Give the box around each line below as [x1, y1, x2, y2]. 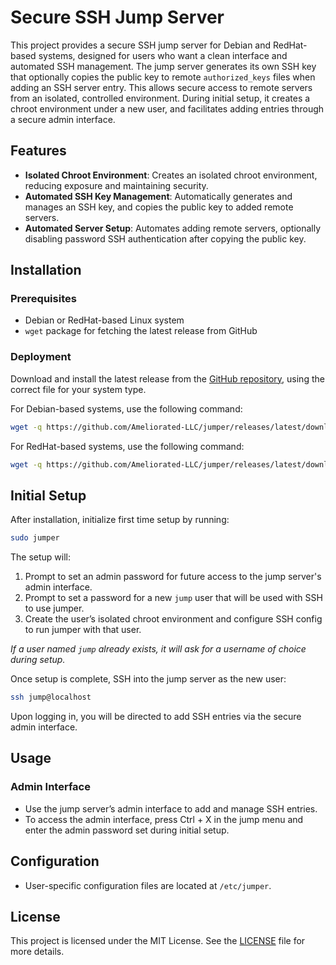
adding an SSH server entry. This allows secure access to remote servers [10, 81, 313, 93]
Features [10, 142, 67, 160]
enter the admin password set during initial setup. [24, 824, 230, 836]
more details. [10, 946, 65, 958]
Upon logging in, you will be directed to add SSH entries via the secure [10, 711, 302, 723]
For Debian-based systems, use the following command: [10, 402, 243, 415]
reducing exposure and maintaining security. [24, 179, 209, 191]
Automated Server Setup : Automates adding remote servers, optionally [24, 222, 322, 234]
